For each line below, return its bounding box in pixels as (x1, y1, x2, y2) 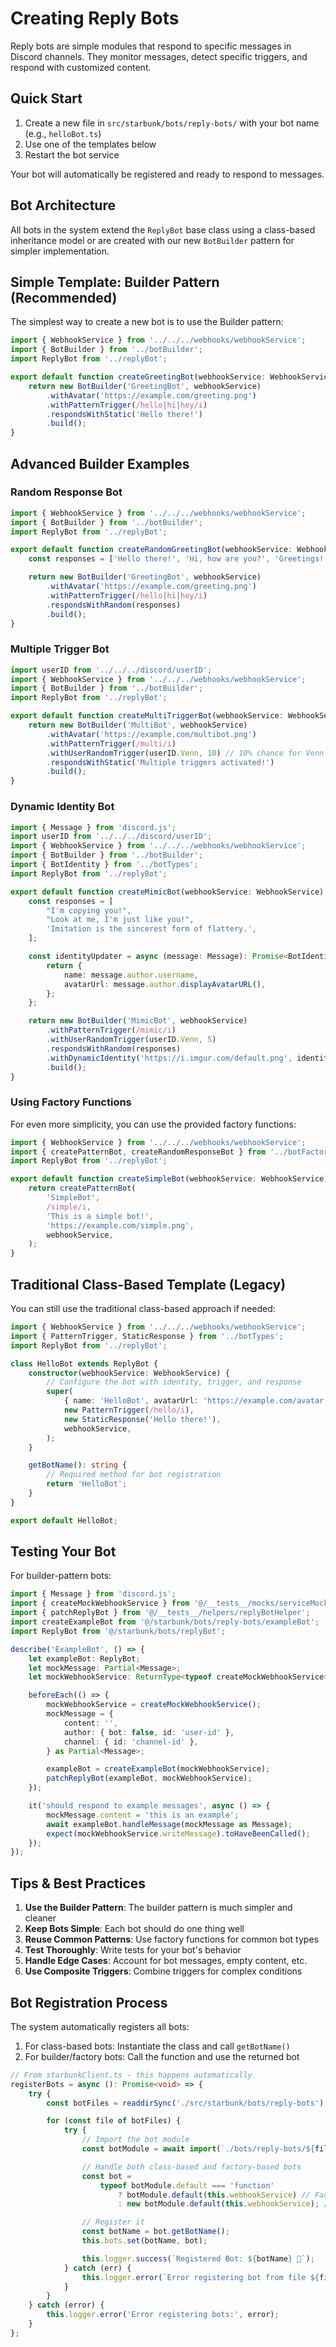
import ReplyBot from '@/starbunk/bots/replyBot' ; (10, 1626, 226, 1636)
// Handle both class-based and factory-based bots (81, 2162, 302, 2172)
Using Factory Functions (10, 1095, 132, 1109)
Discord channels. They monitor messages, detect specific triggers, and (10, 50, 308, 62)
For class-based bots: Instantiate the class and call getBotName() (24, 2040, 291, 2052)
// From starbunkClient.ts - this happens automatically (10, 2070, 253, 2080)
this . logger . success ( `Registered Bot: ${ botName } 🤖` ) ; (81, 2253, 315, 2264)
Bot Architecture (10, 197, 116, 214)
